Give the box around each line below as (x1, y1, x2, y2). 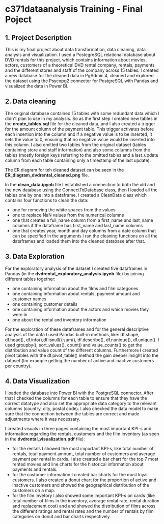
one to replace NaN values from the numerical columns (12, 212, 124, 218)
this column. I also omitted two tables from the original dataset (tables (5, 142, 146, 147)
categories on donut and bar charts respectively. (12, 514, 111, 520)
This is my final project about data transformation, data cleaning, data (5, 47, 146, 52)
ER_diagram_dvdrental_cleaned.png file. (5, 172, 89, 178)
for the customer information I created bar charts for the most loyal (12, 472, 148, 478)
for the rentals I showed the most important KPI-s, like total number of (12, 446, 154, 452)
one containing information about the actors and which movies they (12, 306, 149, 312)
